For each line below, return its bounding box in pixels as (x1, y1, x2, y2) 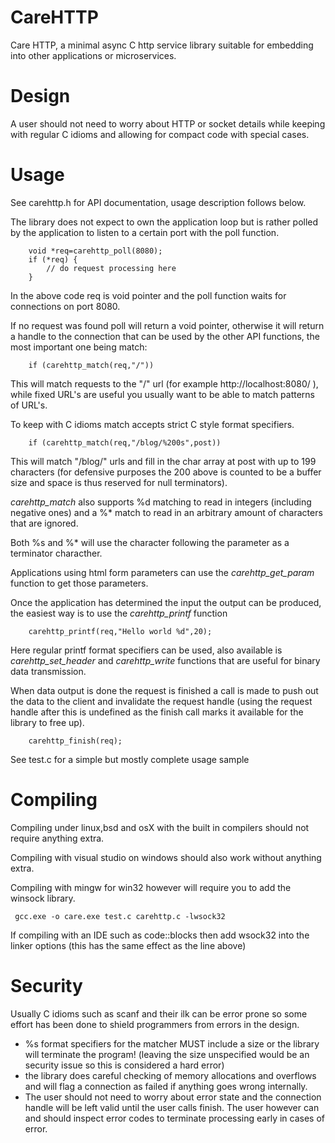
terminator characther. (10, 547, 103, 559)
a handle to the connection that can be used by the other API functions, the (10, 330, 320, 342)
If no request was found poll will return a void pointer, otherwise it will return (10, 319, 325, 331)
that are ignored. (10, 517, 79, 529)
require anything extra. (10, 832, 105, 844)
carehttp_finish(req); (28, 736, 123, 746)
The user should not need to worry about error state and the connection (24, 1091, 322, 1103)
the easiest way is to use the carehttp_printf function (10, 607, 228, 619)
